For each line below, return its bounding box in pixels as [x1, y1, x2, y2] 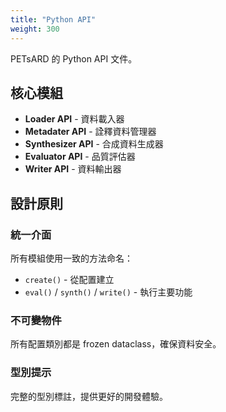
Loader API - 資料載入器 [24, 113, 125, 125]
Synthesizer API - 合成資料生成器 [24, 138, 164, 150]
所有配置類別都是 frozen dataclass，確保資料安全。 [10, 338, 222, 350]
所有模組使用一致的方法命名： [10, 252, 133, 264]
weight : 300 [10, 24, 60, 34]
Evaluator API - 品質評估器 [24, 151, 136, 163]
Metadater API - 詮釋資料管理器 [24, 126, 157, 138]
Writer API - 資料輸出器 [24, 163, 122, 175]
